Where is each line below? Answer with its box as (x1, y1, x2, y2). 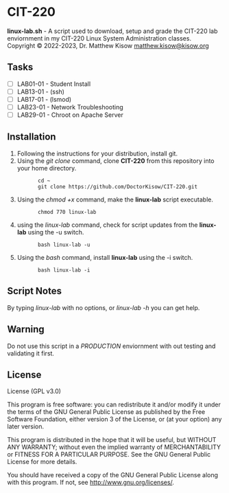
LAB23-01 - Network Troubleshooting (16, 102, 123, 111)
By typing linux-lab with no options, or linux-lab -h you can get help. (7, 303, 200, 311)
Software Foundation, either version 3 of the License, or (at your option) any (7, 415, 222, 424)
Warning (7, 324, 45, 336)
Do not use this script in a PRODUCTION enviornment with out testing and (7, 342, 216, 350)
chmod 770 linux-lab (37, 208, 97, 215)
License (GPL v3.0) (7, 387, 62, 395)
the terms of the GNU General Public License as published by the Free (7, 408, 206, 416)
